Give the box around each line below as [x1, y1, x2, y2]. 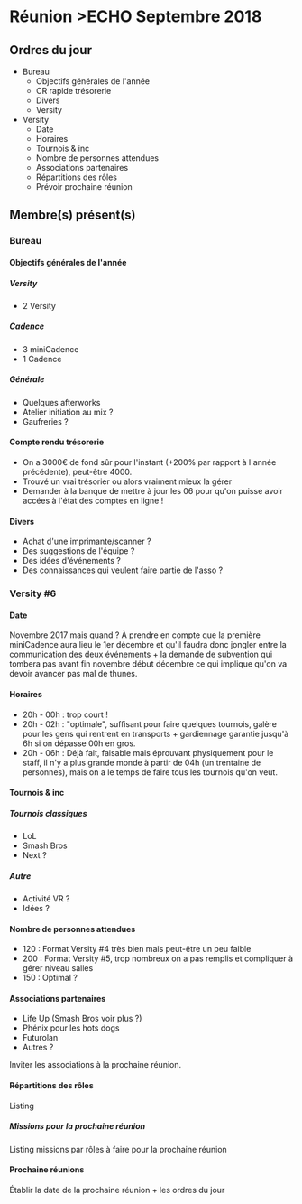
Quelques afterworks [22, 397, 101, 407]
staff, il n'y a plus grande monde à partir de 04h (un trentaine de [22, 757, 261, 768]
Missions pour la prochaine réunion [9, 1121, 146, 1132]
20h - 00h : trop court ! [22, 709, 108, 720]
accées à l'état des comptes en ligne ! [22, 495, 164, 507]
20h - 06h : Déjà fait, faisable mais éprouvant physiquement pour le [22, 747, 274, 758]
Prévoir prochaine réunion [35, 182, 133, 191]
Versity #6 [9, 587, 57, 600]
